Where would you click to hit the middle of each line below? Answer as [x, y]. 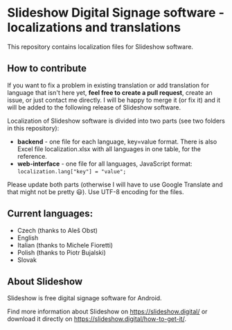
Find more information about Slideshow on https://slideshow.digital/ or [107, 312]
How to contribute [47, 68]
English [28, 238]
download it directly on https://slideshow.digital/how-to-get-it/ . [97, 319]
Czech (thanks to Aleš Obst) [57, 230]
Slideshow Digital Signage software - [116, 13]
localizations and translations [94, 27]
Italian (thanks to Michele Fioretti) [65, 245]
